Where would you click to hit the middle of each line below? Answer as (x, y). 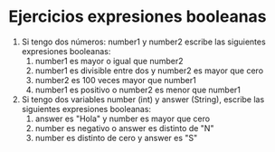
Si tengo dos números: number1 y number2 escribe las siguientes (143, 42)
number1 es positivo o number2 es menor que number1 (138, 90)
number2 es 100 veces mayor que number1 (115, 80)
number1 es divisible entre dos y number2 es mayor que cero (149, 71)
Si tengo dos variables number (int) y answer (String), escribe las (143, 99)
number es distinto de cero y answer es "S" (116, 138)
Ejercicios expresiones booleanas (138, 17)
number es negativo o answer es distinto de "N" (124, 128)
